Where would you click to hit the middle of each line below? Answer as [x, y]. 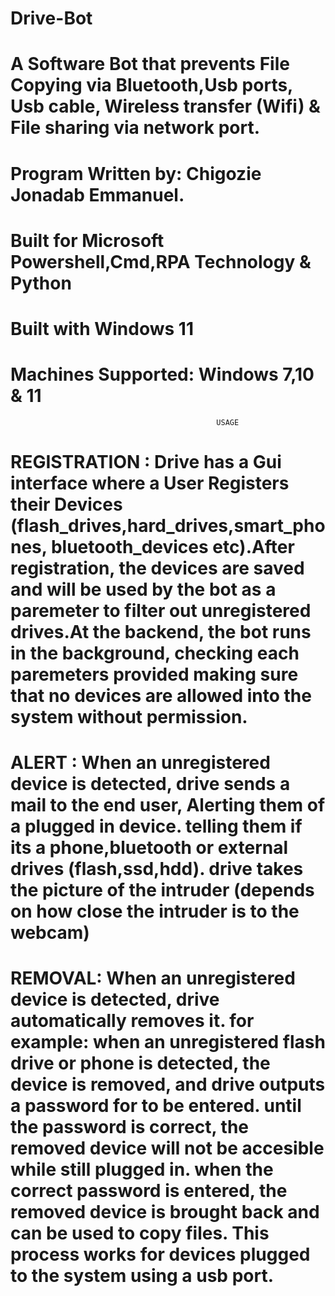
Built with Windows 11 [102, 328]
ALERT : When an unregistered [140, 763]
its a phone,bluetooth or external [149, 848]
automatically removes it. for [132, 1021]
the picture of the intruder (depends [162, 890]
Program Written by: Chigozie [136, 173]
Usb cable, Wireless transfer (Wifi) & [165, 106]
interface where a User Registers [150, 483]
